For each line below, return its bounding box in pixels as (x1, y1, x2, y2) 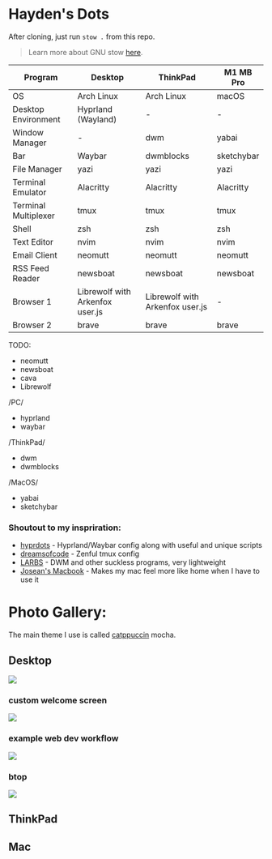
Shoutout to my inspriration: (8, 522, 121, 533)
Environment (12, 113, 61, 125)
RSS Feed (12, 263, 50, 274)
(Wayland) (77, 113, 117, 125)
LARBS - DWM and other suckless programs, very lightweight (19, 558, 227, 567)
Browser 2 (12, 319, 53, 331)
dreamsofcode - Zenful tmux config (19, 549, 140, 559)
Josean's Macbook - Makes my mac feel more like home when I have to (19, 566, 261, 576)
